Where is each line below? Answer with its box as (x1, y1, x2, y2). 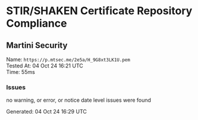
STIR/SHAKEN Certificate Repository (6, 4, 193, 18)
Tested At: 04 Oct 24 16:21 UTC (6, 62, 83, 69)
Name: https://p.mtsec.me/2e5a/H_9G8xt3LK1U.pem (6, 56, 131, 63)
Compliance (6, 17, 67, 30)
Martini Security (6, 40, 68, 50)
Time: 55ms (6, 69, 36, 75)
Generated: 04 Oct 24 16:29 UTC (6, 108, 87, 115)
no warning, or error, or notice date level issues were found (6, 96, 152, 104)
